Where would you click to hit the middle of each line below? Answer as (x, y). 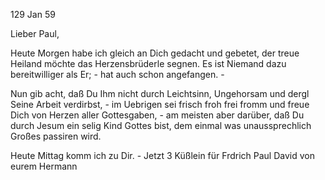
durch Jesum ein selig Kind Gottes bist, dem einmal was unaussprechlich (161, 125)
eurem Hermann (44, 166)
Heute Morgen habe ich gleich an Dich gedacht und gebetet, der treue (155, 53)
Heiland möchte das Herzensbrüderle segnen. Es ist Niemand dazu (148, 63)
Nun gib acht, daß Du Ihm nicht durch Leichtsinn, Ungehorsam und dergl (160, 93)
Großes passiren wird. (56, 136)
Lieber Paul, (35, 33)
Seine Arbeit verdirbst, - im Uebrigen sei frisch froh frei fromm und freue (160, 104)
